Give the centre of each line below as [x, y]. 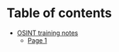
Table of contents [59, 13]
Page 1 [37, 40]
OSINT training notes [47, 33]
